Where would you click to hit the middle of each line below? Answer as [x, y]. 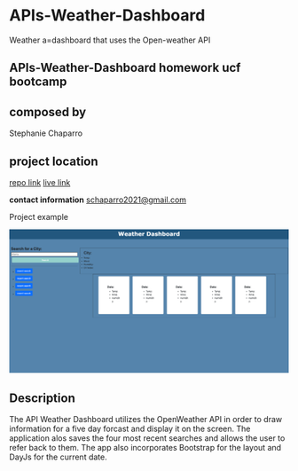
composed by [48, 112]
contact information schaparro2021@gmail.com [98, 200]
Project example [39, 216]
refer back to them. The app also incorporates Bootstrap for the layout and [145, 448]
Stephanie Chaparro [46, 133]
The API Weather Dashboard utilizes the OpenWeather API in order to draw [146, 420]
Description [42, 398]
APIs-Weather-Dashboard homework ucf [125, 68]
